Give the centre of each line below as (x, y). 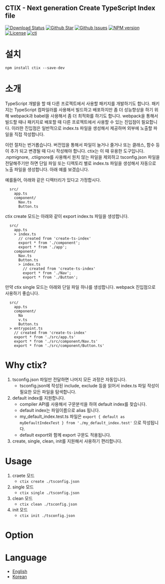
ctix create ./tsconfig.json (49, 481)
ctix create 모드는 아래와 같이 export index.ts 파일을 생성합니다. (67, 216)
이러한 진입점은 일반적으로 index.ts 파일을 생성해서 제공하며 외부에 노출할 (82, 128)
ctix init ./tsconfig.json (47, 515)
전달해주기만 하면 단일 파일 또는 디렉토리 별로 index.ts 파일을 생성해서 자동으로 (81, 163)
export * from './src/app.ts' (45, 337)
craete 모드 (23, 476)
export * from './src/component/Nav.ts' (56, 341)
